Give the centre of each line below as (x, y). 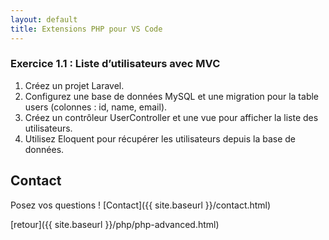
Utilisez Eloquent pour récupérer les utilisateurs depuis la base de (160, 138)
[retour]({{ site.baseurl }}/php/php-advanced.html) (115, 224)
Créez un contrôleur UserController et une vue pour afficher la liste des (171, 117)
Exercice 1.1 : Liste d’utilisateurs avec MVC (115, 64)
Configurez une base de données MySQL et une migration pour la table (172, 96)
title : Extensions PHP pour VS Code (86, 29)
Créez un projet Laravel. (74, 85)
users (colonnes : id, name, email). (96, 107)
